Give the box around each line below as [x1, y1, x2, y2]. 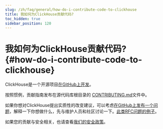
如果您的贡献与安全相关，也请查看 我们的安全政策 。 [5, 119, 108, 125]
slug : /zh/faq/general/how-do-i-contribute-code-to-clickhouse [5, 7, 137, 12]
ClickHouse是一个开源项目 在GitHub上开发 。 [5, 81, 94, 87]
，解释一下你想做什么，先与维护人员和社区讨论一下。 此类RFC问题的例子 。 [9, 108, 160, 114]
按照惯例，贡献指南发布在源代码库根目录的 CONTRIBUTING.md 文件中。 [5, 92, 150, 98]
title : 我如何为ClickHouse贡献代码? [5, 12, 74, 17]
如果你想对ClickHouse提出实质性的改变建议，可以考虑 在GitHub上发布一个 [5, 103, 154, 108]
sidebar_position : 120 [5, 21, 51, 26]
